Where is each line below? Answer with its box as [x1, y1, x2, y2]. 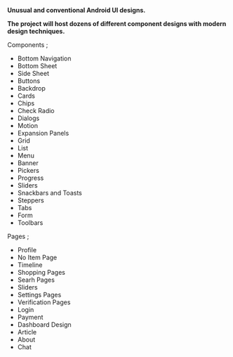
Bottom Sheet [17, 62, 58, 70]
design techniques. [7, 27, 65, 35]
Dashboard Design [17, 320, 72, 329]
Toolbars [17, 219, 44, 227]
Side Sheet [17, 70, 50, 77]
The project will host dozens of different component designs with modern [7, 20, 227, 27]
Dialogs [17, 114, 40, 122]
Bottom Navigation [17, 54, 72, 63]
